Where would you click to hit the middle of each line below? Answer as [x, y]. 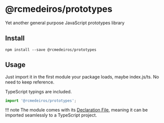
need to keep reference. [30, 82]
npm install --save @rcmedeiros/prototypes [51, 50]
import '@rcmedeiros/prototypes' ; [41, 101]
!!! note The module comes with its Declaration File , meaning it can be [77, 110]
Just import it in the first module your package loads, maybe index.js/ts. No [82, 77]
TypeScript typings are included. [39, 91]
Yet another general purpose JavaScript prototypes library [65, 23]
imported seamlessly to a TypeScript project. [51, 115]
